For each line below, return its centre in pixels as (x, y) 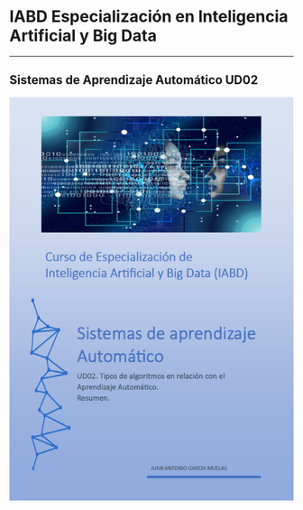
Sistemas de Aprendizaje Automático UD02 (134, 80)
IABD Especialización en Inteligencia (149, 17)
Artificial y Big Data (83, 36)
